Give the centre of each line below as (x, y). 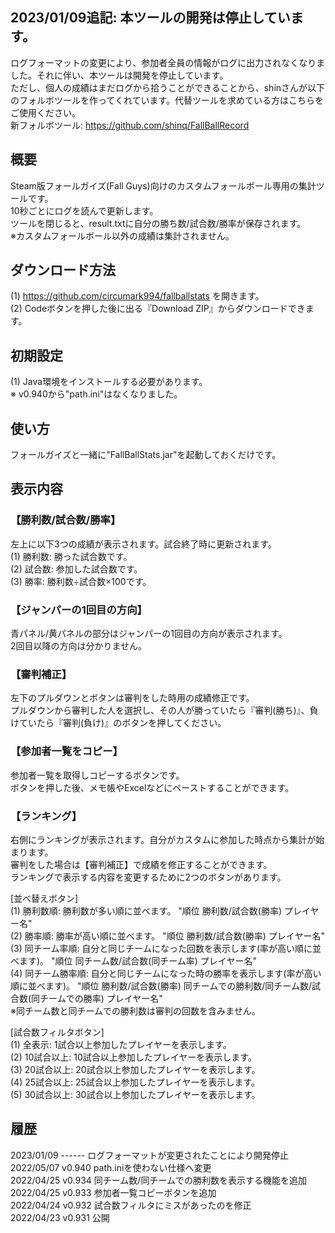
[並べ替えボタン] (44, 898)
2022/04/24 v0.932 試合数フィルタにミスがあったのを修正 (131, 1205)
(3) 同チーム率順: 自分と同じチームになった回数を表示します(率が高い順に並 (166, 948)
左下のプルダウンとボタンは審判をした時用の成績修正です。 (132, 698)
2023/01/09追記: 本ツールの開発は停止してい (150, 18)
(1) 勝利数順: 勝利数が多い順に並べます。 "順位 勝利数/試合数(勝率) (146, 910)
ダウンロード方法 (63, 270)
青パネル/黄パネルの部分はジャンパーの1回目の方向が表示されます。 (149, 634)
